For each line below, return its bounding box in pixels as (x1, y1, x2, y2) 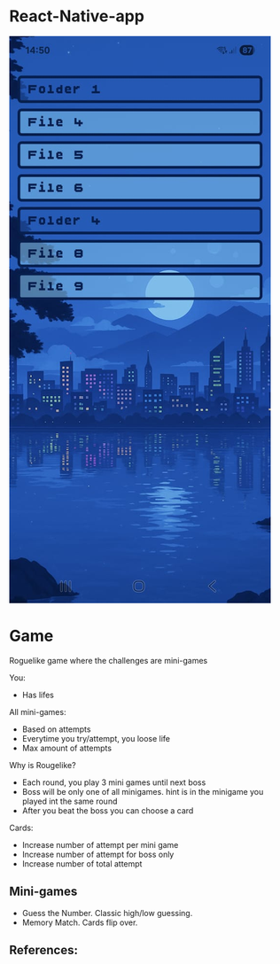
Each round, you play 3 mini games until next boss (21, 777, 206, 788)
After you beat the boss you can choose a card (21, 805, 194, 816)
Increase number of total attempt (21, 858, 143, 869)
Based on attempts (21, 724, 91, 735)
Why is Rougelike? (9, 759, 77, 770)
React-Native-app (9, 6, 144, 27)
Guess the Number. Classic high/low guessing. (21, 907, 193, 918)
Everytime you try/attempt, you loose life (21, 733, 171, 743)
